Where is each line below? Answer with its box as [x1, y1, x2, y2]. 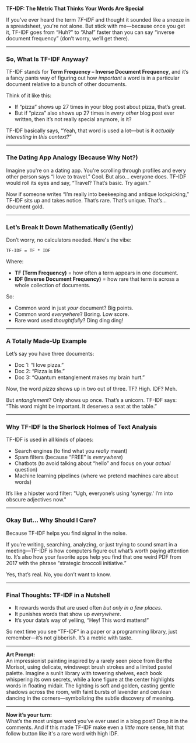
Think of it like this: [6, 92, 51, 99]
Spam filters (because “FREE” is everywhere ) [14, 453, 124, 461]
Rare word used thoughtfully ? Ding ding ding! [14, 317, 124, 324]
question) [14, 466, 38, 473]
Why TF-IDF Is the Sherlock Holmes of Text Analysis [6, 423, 157, 431]
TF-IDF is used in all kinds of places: [6, 436, 94, 443]
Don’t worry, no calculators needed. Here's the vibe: [6, 236, 132, 243]
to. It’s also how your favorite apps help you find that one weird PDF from [6, 553, 182, 560]
